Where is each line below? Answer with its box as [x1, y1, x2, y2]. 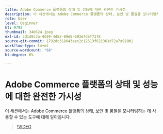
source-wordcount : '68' [5, 48, 53, 52]
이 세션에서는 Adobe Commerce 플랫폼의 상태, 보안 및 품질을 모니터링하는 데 [5, 108, 151, 114]
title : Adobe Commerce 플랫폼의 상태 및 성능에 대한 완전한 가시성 [5, 7, 126, 12]
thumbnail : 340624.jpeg [5, 30, 53, 34]
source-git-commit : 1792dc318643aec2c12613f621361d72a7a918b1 [5, 39, 133, 44]
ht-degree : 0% [5, 52, 34, 57]
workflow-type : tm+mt [5, 43, 49, 48]
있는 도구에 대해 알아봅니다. [19, 114, 71, 120]
